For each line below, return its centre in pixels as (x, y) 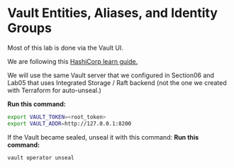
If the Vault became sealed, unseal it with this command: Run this (103, 137)
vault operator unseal (41, 157)
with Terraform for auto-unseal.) (54, 90)
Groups (29, 28)
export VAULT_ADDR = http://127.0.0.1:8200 (69, 123)
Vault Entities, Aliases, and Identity (113, 13)
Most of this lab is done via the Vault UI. (66, 47)
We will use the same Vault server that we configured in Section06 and (111, 75)
